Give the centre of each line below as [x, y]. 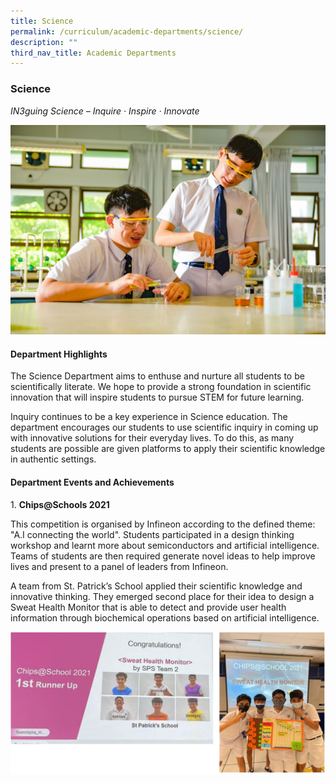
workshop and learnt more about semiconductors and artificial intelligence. [165, 545]
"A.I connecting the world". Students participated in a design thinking [152, 534]
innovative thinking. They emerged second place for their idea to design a [162, 596]
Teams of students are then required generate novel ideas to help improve [163, 556]
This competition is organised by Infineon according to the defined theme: [163, 524]
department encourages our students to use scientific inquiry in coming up [164, 427]
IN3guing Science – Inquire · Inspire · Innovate [105, 111]
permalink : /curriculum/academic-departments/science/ [127, 31]
